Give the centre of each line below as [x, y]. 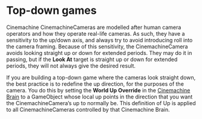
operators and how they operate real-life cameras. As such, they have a [96, 33]
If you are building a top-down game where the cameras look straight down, [101, 77]
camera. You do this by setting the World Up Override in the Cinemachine [98, 90]
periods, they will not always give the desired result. [71, 66]
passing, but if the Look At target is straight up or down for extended [92, 59]
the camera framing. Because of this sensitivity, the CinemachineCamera [97, 47]
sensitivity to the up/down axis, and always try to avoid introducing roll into [99, 40]
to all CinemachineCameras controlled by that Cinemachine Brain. [88, 109]
